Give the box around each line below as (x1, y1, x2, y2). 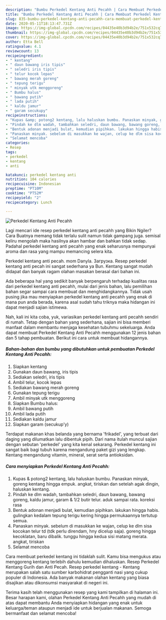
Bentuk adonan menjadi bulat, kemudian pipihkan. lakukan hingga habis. (12, 507, 160, 513)
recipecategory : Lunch (5, 200, 52, 205)
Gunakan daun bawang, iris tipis (12, 369, 78, 375)
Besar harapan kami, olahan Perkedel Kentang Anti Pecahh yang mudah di (5, 595, 157, 601)
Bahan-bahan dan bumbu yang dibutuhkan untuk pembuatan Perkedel (5, 346, 155, 352)
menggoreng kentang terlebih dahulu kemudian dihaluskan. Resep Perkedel (5, 559, 160, 565)
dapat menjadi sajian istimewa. (5, 304, 68, 310)
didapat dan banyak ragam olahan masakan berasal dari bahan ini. (5, 268, 140, 274)
